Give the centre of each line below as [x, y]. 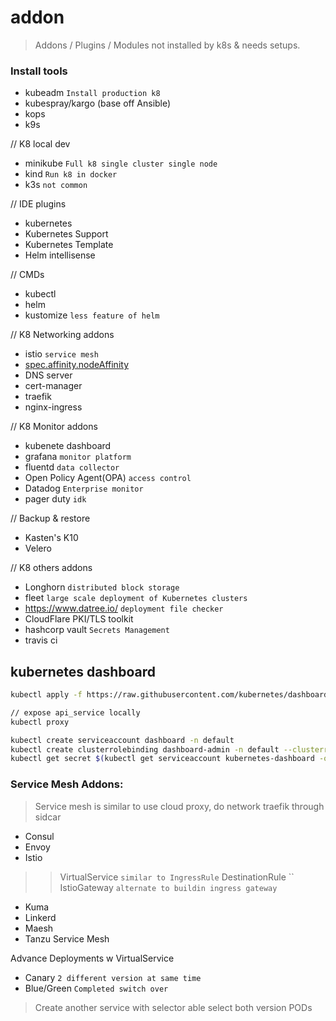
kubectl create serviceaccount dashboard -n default [122, 740]
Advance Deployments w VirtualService [92, 958]
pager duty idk [55, 499]
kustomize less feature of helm [92, 315]
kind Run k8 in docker [71, 174]
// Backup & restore [50, 518]
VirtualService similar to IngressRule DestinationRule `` [177, 877]
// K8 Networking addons [62, 335]
